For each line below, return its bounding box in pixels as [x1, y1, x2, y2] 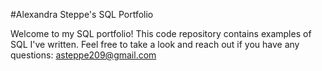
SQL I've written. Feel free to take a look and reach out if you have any [10, 39, 300, 50]
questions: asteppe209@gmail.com [10, 49, 157, 61]
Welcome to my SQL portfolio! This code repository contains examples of [10, 28, 312, 39]
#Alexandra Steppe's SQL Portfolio [10, 9, 154, 20]
